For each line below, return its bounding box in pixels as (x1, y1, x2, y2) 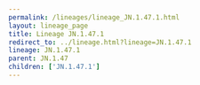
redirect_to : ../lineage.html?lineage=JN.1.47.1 (8, 37, 192, 47)
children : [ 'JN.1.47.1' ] (8, 63, 100, 72)
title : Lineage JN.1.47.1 (8, 29, 104, 38)
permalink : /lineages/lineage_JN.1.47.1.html (8, 12, 180, 22)
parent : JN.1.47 (8, 54, 68, 63)
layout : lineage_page (8, 21, 89, 30)
